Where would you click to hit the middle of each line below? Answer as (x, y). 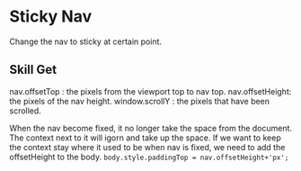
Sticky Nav (51, 17)
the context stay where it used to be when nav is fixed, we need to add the (147, 147)
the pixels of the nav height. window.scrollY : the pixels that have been (140, 101)
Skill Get (33, 70)
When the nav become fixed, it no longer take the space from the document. (151, 128)
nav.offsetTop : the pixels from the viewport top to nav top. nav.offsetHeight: (150, 91)
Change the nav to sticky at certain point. (86, 41)
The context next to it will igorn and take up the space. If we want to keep (145, 138)
